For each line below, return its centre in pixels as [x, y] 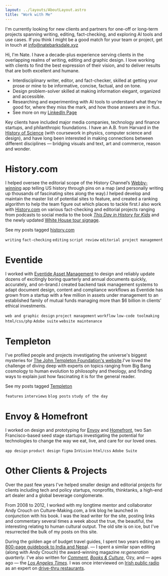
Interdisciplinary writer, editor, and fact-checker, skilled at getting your [85, 80]
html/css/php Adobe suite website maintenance [54, 321]
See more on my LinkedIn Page [45, 112]
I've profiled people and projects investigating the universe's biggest [76, 355]
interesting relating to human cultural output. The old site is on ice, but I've [82, 527]
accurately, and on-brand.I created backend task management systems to [82, 285]
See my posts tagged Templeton [39, 386]
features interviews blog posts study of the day [56, 396]
